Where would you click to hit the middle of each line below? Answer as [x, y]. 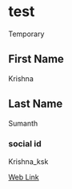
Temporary [26, 34]
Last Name [36, 104]
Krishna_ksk [28, 161]
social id [25, 144]
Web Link [24, 177]
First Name [36, 59]
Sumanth [23, 123]
